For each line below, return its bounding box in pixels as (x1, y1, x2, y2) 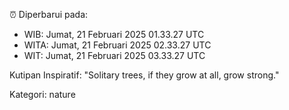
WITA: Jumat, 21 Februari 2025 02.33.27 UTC (23, 39, 212, 51)
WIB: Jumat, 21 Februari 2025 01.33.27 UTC (23, 29, 205, 40)
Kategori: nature (9, 89, 76, 100)
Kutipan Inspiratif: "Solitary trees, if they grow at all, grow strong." (9, 69, 280, 81)
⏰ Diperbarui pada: (9, 9, 89, 20)
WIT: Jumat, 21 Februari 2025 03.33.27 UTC (23, 50, 206, 61)
